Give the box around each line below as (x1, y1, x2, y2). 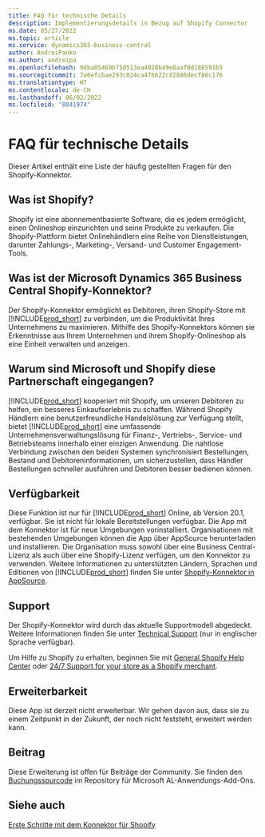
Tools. (8, 248, 29, 258)
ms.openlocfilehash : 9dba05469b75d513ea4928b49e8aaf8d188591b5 (8, 64, 223, 72)
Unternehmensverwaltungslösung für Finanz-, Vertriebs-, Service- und (8, 430, 242, 439)
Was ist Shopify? (8, 193, 94, 207)
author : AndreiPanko (8, 49, 77, 57)
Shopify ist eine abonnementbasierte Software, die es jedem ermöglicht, (8, 214, 247, 224)
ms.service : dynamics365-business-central (8, 42, 152, 50)
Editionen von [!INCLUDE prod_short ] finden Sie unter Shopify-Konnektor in (8, 568, 255, 577)
